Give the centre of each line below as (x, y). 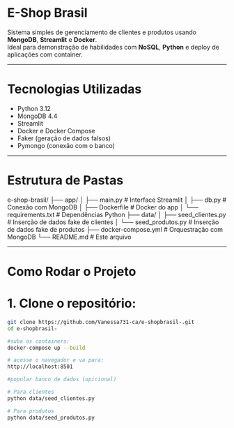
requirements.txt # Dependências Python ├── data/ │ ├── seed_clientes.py (117, 214)
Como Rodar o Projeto (72, 272)
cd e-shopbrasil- (32, 329)
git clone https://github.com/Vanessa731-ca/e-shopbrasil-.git (101, 322)
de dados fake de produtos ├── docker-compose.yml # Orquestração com (115, 229)
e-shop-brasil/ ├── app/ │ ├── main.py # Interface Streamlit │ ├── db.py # (117, 200)
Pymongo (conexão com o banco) (66, 145)
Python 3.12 (34, 108)
